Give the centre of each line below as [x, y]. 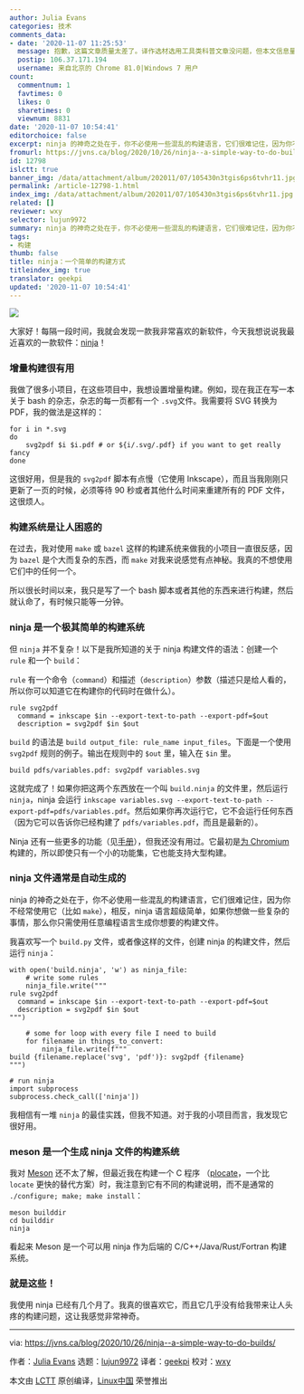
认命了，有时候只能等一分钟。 [72, 602]
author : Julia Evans [48, 18]
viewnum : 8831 [44, 119]
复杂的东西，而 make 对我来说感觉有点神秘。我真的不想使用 [183, 560]
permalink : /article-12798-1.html [75, 186]
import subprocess [44, 1088]
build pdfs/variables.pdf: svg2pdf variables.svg [105, 770]
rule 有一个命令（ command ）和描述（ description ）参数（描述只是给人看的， [150, 679]
